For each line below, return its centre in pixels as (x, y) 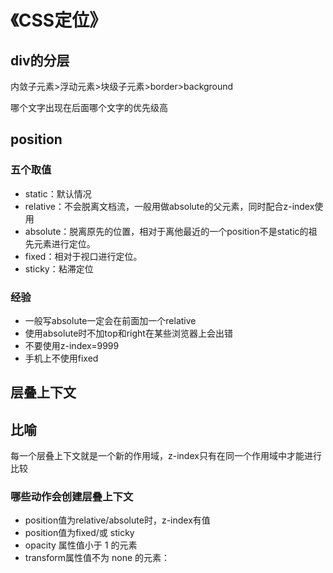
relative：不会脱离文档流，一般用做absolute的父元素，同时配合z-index (169, 206)
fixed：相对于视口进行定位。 (83, 256)
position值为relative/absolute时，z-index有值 (117, 520)
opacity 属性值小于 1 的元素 (81, 545)
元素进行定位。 (64, 243)
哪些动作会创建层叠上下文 (72, 497)
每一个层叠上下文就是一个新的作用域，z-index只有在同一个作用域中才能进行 (166, 456)
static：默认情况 (58, 193)
